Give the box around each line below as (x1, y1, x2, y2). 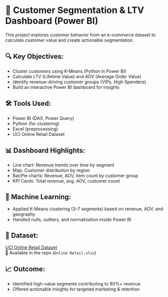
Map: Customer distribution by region (12, 168, 90, 174)
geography (12, 211, 36, 217)
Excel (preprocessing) (12, 125, 59, 132)
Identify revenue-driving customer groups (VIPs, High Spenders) (12, 79, 146, 85)
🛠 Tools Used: (5, 99, 52, 108)
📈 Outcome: (5, 265, 45, 273)
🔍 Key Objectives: (5, 52, 64, 61)
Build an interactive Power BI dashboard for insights (12, 84, 120, 90)
